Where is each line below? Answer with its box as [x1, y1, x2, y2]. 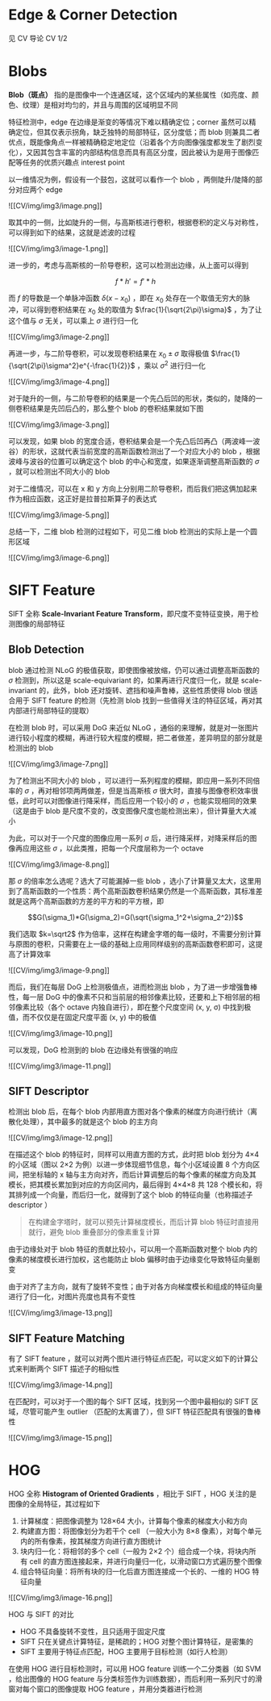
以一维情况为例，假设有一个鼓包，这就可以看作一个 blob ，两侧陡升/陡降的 [8, 174, 256, 184]
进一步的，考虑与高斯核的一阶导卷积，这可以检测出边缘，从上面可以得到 [8, 260, 248, 270]
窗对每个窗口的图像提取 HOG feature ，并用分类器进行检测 [8, 1684, 203, 1694]
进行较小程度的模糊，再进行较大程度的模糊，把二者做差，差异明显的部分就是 [8, 733, 263, 742]
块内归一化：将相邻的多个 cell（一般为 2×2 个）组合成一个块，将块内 [19, 1547, 249, 1557]
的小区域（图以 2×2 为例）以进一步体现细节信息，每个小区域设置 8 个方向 [8, 1160, 253, 1169]
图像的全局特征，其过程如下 [8, 1499, 101, 1509]
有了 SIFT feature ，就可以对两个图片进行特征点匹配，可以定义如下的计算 [8, 1354, 252, 1364]
